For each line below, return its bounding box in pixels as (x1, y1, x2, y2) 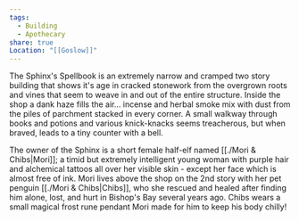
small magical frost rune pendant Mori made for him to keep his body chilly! (9, 201, 287, 212)
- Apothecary (17, 29, 66, 38)
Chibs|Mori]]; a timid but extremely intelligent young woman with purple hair (9, 154, 290, 165)
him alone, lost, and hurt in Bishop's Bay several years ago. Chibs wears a (9, 192, 281, 203)
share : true (9, 37, 54, 47)
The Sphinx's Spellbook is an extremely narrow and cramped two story (9, 70, 270, 81)
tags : (9, 12, 29, 22)
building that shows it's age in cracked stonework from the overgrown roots (9, 80, 287, 91)
